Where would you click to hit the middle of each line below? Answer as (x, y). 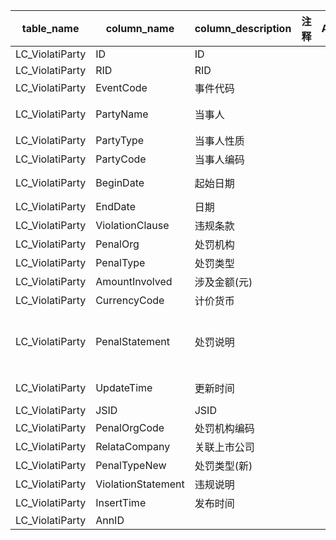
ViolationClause (132, 225)
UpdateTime (124, 387)
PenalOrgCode (130, 427)
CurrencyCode (130, 300)
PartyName (122, 114)
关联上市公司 (224, 447)
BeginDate (120, 182)
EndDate (115, 206)
